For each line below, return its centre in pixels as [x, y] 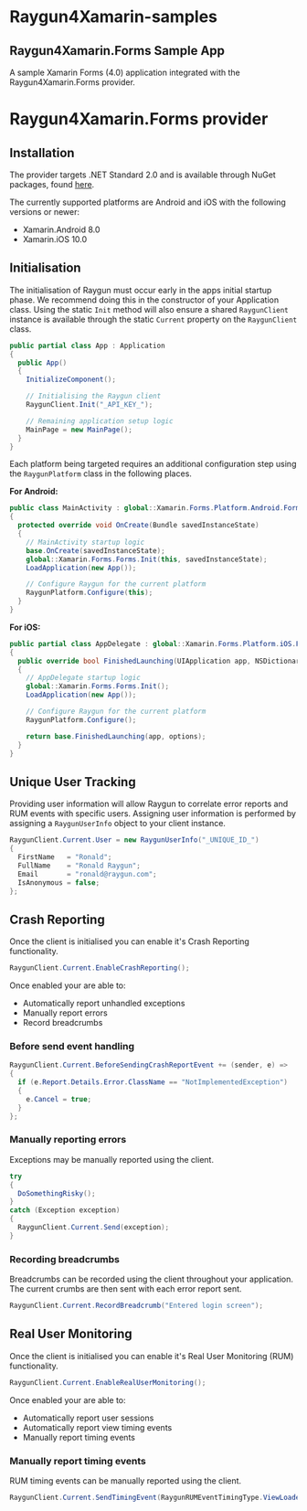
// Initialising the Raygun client [94, 396]
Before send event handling [72, 1046]
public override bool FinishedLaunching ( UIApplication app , [134, 661]
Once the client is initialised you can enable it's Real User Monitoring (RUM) [152, 1356]
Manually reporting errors [68, 1140]
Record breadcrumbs [63, 1023]
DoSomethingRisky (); [57, 1193]
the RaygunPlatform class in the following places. [101, 474]
